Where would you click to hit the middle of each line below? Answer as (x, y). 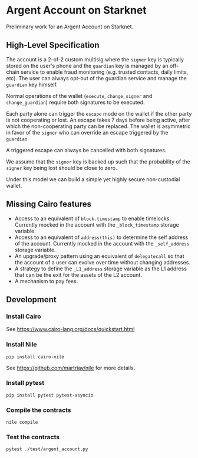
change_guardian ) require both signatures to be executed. (75, 102)
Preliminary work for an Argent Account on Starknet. (70, 27)
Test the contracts (33, 437)
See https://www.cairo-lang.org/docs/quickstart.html (70, 329)
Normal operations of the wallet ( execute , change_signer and (79, 96)
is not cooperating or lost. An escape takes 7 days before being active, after (98, 120)
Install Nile (22, 345)
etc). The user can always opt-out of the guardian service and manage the (96, 78)
